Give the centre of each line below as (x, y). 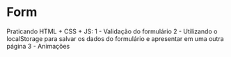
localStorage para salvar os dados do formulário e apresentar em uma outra (115, 38)
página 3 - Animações (38, 46)
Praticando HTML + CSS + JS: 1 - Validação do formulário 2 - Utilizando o (112, 31)
